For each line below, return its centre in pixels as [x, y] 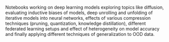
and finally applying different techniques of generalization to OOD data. [80, 34]
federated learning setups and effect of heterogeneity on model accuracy [82, 29]
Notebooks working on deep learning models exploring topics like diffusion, [84, 7]
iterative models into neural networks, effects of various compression [78, 18]
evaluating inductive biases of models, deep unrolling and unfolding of [79, 13]
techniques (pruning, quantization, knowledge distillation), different [76, 23]
